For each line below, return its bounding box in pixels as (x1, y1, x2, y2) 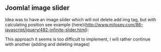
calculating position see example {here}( (5, 22, 86, 27)
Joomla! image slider (5, 4, 70, 12)
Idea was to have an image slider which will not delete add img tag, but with (5, 16, 157, 22)
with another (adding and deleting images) (5, 41, 90, 47)
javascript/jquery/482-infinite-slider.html (5, 26, 86, 33)
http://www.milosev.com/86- (85, 22, 143, 27)
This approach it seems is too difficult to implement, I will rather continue (5, 36, 151, 42)
